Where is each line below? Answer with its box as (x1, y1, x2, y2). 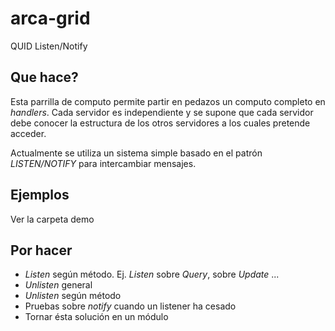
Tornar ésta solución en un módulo (24, 311, 169, 323)
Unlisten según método (24, 290, 122, 302)
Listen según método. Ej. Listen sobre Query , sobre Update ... (24, 268, 280, 281)
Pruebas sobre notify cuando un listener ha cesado (24, 300, 237, 312)
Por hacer (10, 242, 73, 259)
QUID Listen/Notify (10, 40, 88, 52)
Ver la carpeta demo (10, 213, 95, 225)
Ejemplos (10, 187, 70, 204)
